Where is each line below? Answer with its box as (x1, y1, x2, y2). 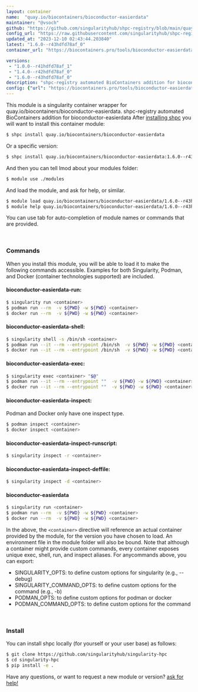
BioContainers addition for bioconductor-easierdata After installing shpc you (6, 114, 192, 121)
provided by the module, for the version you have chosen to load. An (6, 532, 173, 540)
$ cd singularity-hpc (6, 657, 60, 663)
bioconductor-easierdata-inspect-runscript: (6, 440, 118, 447)
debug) (14, 576, 33, 583)
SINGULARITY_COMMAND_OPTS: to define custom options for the (14, 581, 177, 589)
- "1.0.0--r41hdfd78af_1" (8, 63, 72, 69)
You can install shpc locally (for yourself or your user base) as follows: (6, 640, 177, 647)
